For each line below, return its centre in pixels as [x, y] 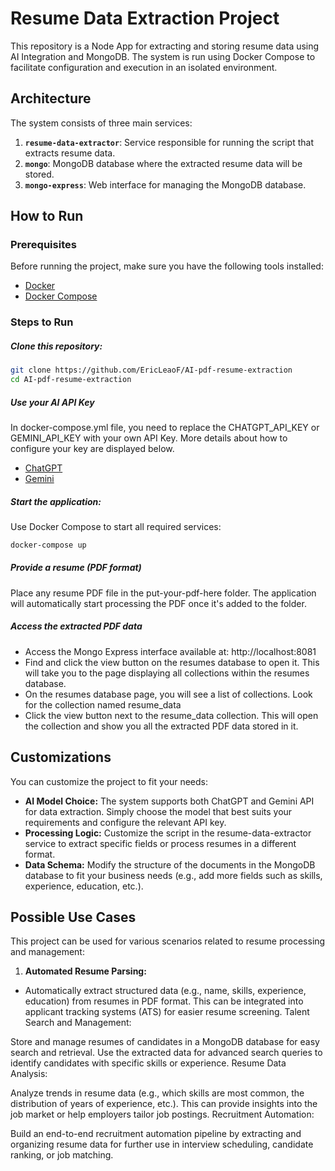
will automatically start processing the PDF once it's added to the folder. [158, 603]
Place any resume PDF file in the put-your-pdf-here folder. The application [163, 593]
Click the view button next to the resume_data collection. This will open [171, 715]
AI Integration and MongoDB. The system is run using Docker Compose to [163, 56]
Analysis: [29, 1074]
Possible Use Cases [73, 917]
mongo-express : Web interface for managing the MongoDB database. [165, 184]
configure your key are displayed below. [92, 449]
